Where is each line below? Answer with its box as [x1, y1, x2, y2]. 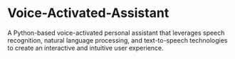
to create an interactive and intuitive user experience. [7, 43, 164, 52]
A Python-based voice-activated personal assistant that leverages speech [7, 28, 225, 37]
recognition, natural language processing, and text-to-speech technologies [7, 36, 228, 44]
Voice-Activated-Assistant [7, 5, 169, 21]
